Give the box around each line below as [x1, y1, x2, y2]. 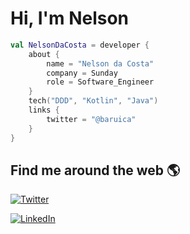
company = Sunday [46, 68, 118, 78]
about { [28, 49, 60, 59]
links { [28, 105, 60, 116]
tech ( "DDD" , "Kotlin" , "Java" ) [28, 96, 159, 106]
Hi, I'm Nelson [10, 7, 130, 30]
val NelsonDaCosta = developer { [10, 40, 150, 50]
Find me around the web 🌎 [10, 162, 181, 179]
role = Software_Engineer [46, 77, 155, 87]
